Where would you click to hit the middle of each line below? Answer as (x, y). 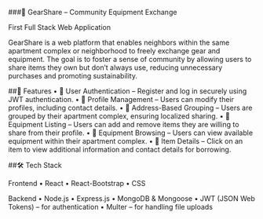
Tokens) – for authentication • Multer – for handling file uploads (111, 207)
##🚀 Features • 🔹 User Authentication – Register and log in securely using (128, 91)
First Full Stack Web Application (60, 27)
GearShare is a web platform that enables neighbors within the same (119, 42)
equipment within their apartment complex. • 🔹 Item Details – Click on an (126, 141)
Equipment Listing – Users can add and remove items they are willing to (124, 124)
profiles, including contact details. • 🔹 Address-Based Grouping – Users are (130, 108)
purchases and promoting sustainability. (73, 76)
